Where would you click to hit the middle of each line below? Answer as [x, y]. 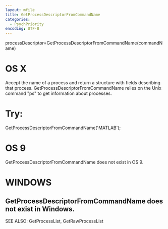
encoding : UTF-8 [22, 29]
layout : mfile [20, 10]
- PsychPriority [27, 24]
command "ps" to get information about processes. [59, 93]
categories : [18, 19]
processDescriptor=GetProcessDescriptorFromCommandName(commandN [84, 43]
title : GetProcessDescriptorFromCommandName [53, 15]
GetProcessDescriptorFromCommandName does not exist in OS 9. [74, 162]
